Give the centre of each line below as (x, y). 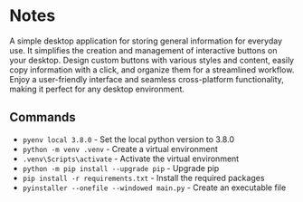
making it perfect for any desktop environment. (97, 89)
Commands (43, 117)
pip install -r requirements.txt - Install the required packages (143, 178)
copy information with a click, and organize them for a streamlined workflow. (152, 70)
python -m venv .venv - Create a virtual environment (120, 149)
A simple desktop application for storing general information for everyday (146, 41)
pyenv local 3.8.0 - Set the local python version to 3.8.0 (128, 139)
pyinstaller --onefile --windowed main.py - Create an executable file (154, 188)
